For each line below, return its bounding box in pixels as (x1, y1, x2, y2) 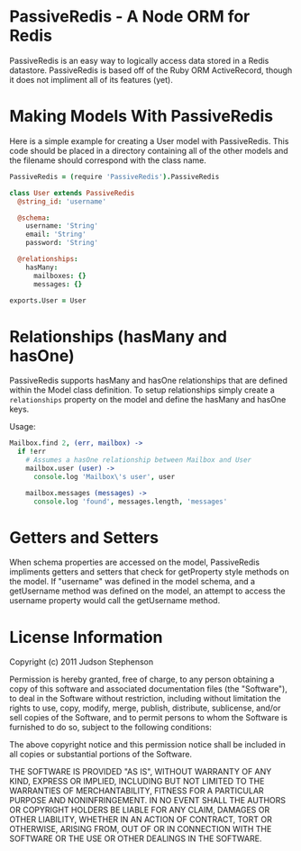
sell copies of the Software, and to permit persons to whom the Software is (9, 712, 288, 723)
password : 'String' (25, 239, 99, 248)
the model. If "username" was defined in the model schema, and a (9, 576, 255, 587)
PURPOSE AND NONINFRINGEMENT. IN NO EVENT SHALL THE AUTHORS (9, 795, 287, 806)
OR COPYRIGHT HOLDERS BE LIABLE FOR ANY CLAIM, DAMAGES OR (9, 804, 270, 816)
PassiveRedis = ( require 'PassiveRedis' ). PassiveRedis (9, 172, 220, 181)
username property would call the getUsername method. (9, 595, 221, 606)
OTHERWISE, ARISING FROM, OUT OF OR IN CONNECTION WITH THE (9, 824, 272, 835)
